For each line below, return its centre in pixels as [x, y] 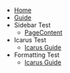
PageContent [43, 32]
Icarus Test [30, 40]
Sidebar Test [32, 25]
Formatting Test [36, 55]
